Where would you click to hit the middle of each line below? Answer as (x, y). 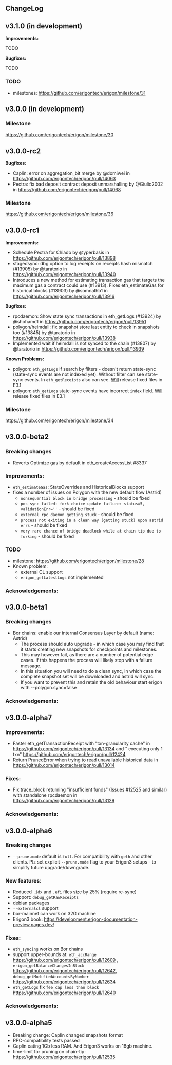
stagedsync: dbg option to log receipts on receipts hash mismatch (83, 264)
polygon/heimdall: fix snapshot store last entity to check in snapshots (86, 327)
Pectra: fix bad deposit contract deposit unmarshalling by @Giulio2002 (88, 184)
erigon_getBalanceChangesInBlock (49, 966)
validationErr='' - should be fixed (58, 509)
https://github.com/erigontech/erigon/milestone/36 (60, 214)
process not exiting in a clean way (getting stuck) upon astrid (92, 520)
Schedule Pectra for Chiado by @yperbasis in (61, 253)
